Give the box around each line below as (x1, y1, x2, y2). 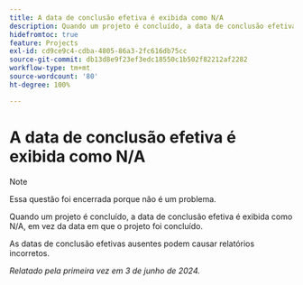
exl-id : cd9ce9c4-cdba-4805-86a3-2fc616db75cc (9, 47, 188, 56)
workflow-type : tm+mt (9, 64, 91, 73)
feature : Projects (9, 38, 78, 48)
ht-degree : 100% (9, 80, 70, 89)
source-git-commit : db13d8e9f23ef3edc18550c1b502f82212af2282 (9, 55, 248, 64)
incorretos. (9, 247, 50, 258)
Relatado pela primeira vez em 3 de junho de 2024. (9, 265, 201, 276)
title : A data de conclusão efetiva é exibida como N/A (9, 13, 224, 23)
